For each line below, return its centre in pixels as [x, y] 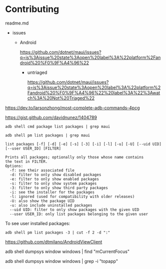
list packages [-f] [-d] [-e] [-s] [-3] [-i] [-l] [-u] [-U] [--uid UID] [83, 144]
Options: [14, 166]
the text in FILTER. [27, 161]
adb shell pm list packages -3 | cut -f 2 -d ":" [58, 232]
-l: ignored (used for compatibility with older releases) [72, 196]
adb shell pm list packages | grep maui [48, 135]
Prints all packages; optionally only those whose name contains [74, 157]
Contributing [32, 9]
